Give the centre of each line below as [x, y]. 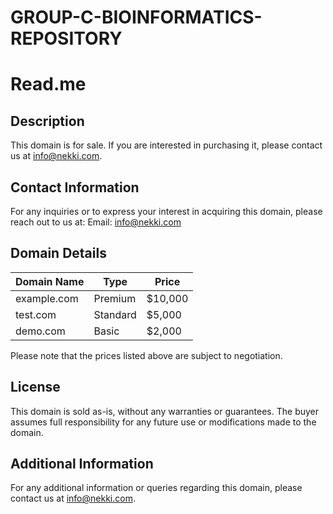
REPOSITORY [66, 38]
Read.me [48, 84]
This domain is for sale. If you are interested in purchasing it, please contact [166, 145]
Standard [115, 314]
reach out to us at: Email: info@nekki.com [96, 222]
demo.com [40, 331]
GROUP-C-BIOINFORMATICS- [136, 17]
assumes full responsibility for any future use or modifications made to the [163, 422]
